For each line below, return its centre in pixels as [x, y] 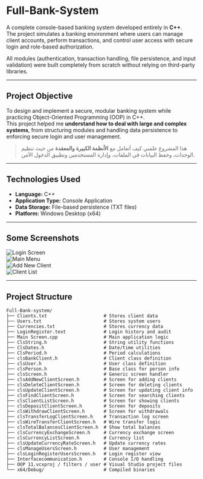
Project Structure [39, 297]
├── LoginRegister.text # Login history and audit [89, 332]
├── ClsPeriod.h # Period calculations [84, 353]
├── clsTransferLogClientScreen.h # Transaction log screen [88, 417]
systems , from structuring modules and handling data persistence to [92, 130]
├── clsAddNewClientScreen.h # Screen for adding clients [92, 380]
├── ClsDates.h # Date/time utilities [84, 348]
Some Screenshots [43, 238]
